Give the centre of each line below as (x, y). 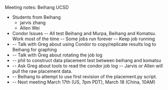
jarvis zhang (33, 23)
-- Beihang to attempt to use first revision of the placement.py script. (85, 77)
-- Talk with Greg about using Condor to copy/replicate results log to (84, 44)
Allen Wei (30, 28)
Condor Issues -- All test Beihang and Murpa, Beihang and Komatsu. (84, 33)
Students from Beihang (36, 17)
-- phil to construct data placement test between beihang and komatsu (87, 60)
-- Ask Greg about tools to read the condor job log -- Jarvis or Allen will (87, 66)
